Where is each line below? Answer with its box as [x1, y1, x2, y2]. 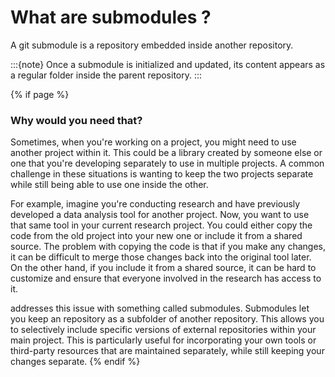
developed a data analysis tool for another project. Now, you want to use [10, 209, 310, 221]
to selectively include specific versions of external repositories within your [10, 324, 317, 336]
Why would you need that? [10, 113, 143, 127]
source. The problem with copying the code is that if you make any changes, [10, 241, 326, 253]
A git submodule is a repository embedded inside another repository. [10, 39, 294, 51]
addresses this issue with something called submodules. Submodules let [10, 302, 310, 315]
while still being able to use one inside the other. [10, 179, 209, 191]
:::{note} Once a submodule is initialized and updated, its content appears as [10, 58, 326, 70]
